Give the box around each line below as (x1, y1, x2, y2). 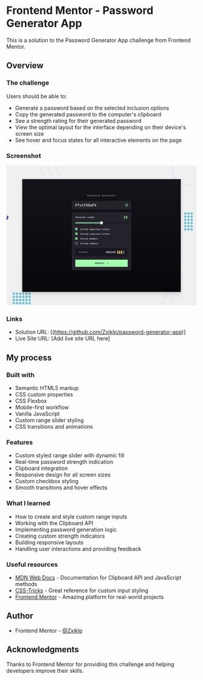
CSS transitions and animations (14, 423, 93, 431)
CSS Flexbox (14, 397, 47, 404)
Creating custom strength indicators (14, 532, 105, 540)
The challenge (6, 79, 50, 87)
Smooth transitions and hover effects (14, 484, 108, 491)
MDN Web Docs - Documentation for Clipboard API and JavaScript (14, 573, 182, 581)
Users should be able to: (6, 92, 68, 100)
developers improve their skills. (6, 667, 84, 674)
